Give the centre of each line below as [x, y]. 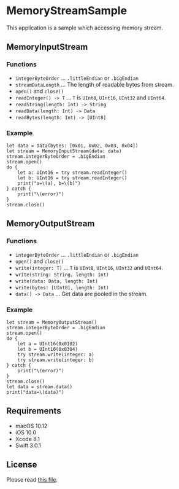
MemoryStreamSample [67, 11]
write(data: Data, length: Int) [56, 281]
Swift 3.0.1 [28, 445]
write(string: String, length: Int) [62, 275]
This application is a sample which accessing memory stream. [85, 28]
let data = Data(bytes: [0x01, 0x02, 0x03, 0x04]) [72, 146]
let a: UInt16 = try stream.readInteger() [72, 173]
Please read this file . [32, 479]
